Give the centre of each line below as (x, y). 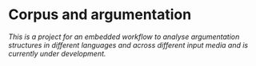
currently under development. (57, 53)
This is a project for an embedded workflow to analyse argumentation (124, 37)
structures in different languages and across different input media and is (128, 45)
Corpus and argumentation (100, 15)
